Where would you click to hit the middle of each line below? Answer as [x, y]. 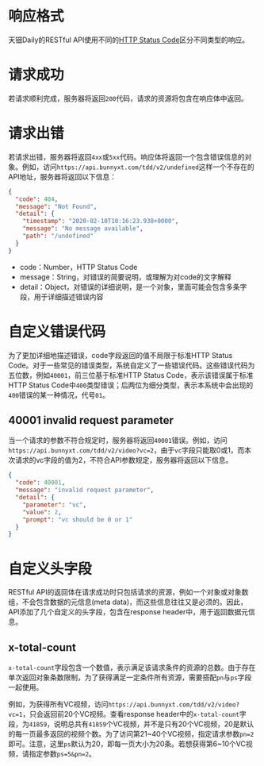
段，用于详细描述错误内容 [61, 296]
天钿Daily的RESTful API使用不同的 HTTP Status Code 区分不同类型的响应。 [129, 40]
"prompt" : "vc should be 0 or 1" [78, 520]
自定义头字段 [50, 569]
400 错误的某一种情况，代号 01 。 [59, 395]
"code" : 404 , [37, 199]
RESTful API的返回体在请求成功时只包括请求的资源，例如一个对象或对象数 [128, 592]
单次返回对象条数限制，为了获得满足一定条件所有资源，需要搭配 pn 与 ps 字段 [130, 677]
